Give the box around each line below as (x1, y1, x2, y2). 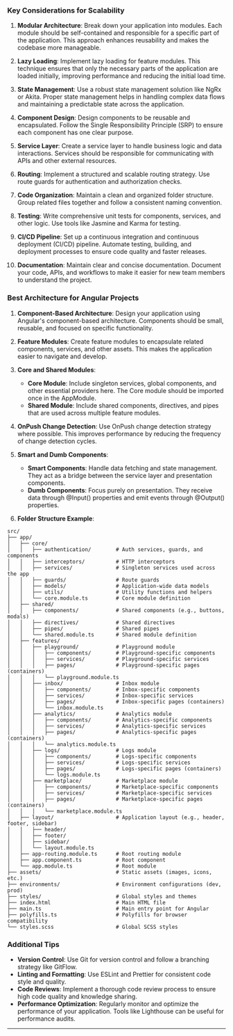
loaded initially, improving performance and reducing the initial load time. (17, 72, 226, 80)
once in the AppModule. (27, 394, 97, 402)
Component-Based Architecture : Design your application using (17, 309, 201, 317)
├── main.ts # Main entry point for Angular (7, 905, 209, 912)
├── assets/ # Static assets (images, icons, (7, 868, 213, 875)
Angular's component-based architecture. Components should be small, (17, 316, 224, 325)
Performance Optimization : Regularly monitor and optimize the (17, 999, 199, 1007)
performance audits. (17, 1014, 76, 1023)
